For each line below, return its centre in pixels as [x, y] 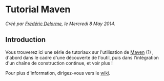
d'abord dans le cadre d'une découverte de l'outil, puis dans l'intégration [82, 57]
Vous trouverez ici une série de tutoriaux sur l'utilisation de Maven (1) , [79, 52]
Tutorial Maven [38, 9]
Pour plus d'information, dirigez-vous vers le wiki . [58, 73]
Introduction [26, 40]
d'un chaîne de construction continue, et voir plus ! [59, 63]
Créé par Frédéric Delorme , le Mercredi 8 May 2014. [60, 24]
